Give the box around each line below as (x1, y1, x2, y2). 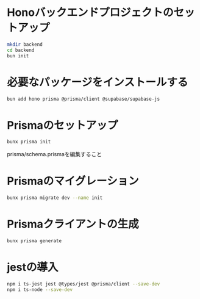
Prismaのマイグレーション (7, 175, 139, 188)
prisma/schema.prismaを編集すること (7, 151, 102, 158)
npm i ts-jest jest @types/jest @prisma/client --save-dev (7, 281, 160, 287)
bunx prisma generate (7, 237, 62, 244)
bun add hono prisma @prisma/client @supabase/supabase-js (7, 96, 160, 102)
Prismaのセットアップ (7, 118, 118, 132)
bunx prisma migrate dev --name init (7, 195, 103, 201)
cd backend (7, 47, 35, 53)
